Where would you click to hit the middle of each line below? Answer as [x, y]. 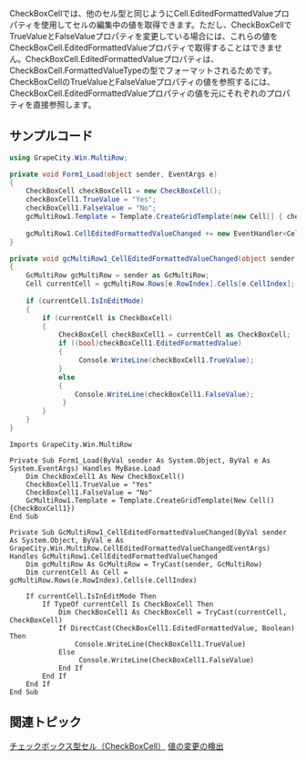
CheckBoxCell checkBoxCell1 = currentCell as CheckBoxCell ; [174, 335]
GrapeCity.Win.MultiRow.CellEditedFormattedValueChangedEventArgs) [140, 548]
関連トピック [46, 722]
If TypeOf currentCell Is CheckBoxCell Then [128, 604]
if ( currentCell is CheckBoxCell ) [107, 318]
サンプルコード [51, 136]
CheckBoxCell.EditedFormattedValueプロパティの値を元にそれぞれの [138, 93]
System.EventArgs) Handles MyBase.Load [85, 468]
